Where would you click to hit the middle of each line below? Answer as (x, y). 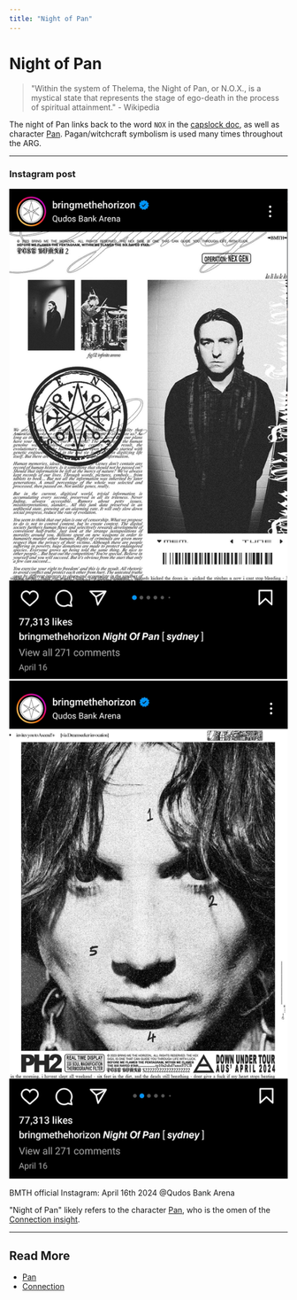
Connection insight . (45, 1219)
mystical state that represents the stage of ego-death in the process (155, 97)
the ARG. (26, 143)
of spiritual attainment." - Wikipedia (95, 107)
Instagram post (43, 175)
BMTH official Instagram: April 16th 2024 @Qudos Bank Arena (122, 1193)
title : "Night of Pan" (51, 19)
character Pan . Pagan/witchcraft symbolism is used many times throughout (146, 134)
